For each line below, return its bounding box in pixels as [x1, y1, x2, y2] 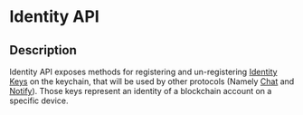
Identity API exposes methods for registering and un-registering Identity [9, 66, 278, 77]
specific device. [9, 95, 69, 106]
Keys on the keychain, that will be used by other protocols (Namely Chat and [9, 76, 295, 87]
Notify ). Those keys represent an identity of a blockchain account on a [9, 86, 272, 96]
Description [9, 43, 77, 58]
